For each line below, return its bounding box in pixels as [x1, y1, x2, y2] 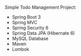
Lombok [12, 46, 30, 52]
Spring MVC [12, 20, 38, 25]
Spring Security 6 [12, 25, 49, 31]
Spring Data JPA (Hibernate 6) [12, 30, 75, 36]
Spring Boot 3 [12, 14, 41, 20]
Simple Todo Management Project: [5, 5, 76, 10]
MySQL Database [12, 35, 49, 41]
